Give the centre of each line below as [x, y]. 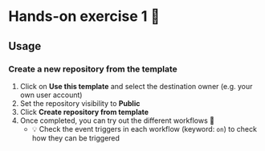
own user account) [51, 95]
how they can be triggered [76, 138]
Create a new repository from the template [93, 69]
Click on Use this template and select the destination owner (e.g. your [136, 86]
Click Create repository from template [84, 112]
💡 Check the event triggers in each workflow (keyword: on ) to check [144, 129]
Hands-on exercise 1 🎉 [84, 16]
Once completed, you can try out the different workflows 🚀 [117, 120]
